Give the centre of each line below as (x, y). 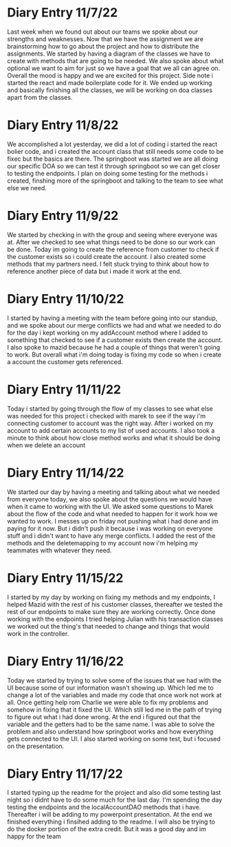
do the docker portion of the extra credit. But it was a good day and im (107, 829)
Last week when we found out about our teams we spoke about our (103, 32)
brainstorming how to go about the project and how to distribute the (103, 46)
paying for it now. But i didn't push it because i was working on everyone (110, 528)
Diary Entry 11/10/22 (66, 299)
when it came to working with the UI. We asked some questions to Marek (111, 506)
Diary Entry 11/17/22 (65, 773)
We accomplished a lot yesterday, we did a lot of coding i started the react (112, 144)
